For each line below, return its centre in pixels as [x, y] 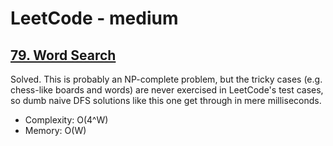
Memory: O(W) [55, 130]
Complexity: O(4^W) [66, 120]
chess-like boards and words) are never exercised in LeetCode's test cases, [167, 90]
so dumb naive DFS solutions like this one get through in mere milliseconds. [166, 100]
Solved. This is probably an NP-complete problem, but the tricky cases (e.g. [166, 79]
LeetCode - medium [94, 18]
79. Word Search [63, 55]
